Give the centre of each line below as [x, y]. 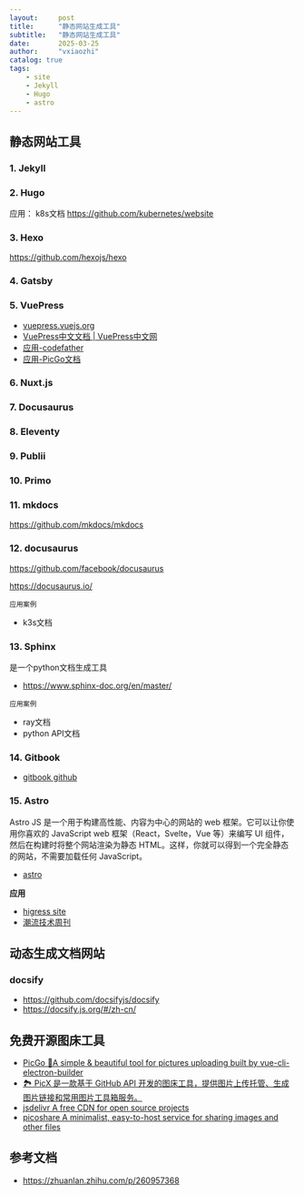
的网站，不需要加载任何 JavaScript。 [78, 856]
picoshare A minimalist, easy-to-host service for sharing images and [150, 1118]
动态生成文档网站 [57, 953]
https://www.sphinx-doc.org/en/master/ [97, 685]
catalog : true [36, 60]
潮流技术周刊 [46, 922]
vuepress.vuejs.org [59, 325]
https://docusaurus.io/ [51, 586]
